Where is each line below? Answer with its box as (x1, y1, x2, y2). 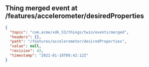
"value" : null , (10, 43, 42, 49)
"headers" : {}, (10, 34, 42, 39)
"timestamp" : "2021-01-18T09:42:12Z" (10, 53, 89, 58)
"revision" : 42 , (10, 48, 44, 53)
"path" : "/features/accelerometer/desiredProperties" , (10, 39, 127, 44)
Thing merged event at (5, 4, 78, 12)
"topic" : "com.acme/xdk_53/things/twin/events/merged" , (10, 29, 129, 34)
